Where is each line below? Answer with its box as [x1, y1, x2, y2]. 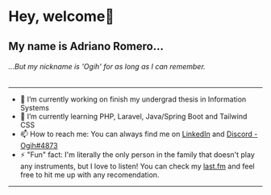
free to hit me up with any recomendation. [19, 169, 160, 180]
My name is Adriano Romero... [8, 39, 164, 53]
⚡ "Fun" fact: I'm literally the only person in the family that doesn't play [19, 149, 256, 160]
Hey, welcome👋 [8, 7, 115, 26]
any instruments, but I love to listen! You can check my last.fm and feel [19, 161, 256, 171]
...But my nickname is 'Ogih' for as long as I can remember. [8, 62, 206, 72]
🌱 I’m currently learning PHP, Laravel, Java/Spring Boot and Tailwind [19, 111, 248, 121]
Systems [19, 102, 50, 112]
